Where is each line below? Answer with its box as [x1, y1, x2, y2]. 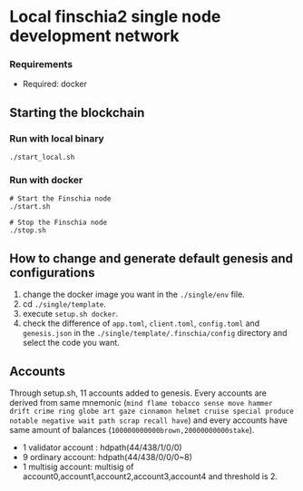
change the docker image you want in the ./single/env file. [22, 289, 245, 300]
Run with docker [9, 174, 83, 187]
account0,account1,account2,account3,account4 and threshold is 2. [22, 471, 279, 482]
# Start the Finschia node [9, 194, 112, 203]
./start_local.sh [9, 152, 75, 162]
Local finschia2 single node [9, 6, 221, 27]
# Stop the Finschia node [9, 218, 107, 228]
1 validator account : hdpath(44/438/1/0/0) [22, 442, 183, 453]
